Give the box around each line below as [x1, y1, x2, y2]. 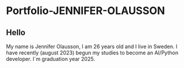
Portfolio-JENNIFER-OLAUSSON [6, 4, 165, 18]
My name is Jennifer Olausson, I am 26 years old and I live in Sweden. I [6, 43, 178, 50]
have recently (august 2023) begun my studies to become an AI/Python [6, 49, 179, 56]
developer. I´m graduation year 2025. [6, 56, 95, 62]
